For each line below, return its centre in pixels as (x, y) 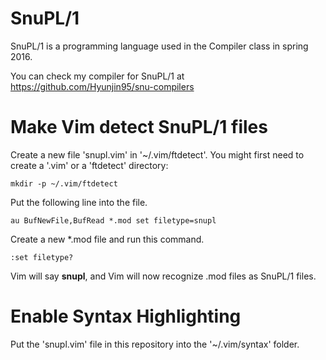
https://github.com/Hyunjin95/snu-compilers (102, 86)
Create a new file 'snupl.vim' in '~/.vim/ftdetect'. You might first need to (157, 154)
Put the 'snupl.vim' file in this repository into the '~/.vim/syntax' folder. (155, 344)
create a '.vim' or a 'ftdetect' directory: (89, 165)
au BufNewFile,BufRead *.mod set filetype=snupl (113, 220)
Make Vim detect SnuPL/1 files (139, 127)
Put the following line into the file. (79, 202)
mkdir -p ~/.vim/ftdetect (64, 183)
